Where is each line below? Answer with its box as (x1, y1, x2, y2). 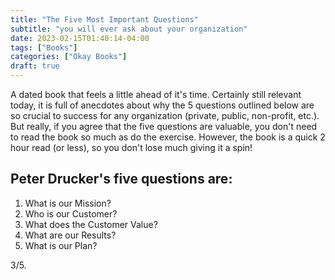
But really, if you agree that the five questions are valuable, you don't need (10, 121, 318, 132)
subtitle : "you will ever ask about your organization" (10, 24, 248, 34)
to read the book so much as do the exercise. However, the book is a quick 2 (10, 131, 326, 143)
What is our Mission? (24, 197, 112, 209)
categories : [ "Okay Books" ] (10, 52, 128, 62)
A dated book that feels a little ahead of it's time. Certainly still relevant (10, 89, 302, 100)
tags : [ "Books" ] (10, 42, 78, 53)
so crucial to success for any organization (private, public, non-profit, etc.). (10, 110, 320, 121)
